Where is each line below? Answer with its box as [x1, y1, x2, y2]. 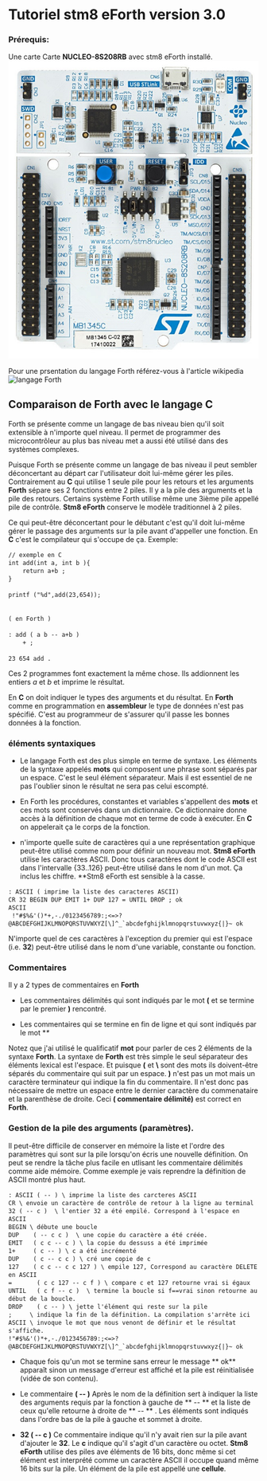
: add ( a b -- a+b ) [8, 631, 80, 638]
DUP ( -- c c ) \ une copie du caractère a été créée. [8, 1231, 208, 1239]
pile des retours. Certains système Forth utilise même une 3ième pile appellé [8, 493, 259, 503]
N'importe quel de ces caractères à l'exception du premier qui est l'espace [8, 934, 253, 944]
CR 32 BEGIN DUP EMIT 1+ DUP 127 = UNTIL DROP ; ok [8, 896, 183, 904]
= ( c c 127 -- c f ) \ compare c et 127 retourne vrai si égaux [8, 1279, 250, 1287]
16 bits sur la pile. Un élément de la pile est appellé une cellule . [19, 1463, 226, 1473]
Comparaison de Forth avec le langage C [8, 398, 213, 411]
